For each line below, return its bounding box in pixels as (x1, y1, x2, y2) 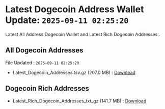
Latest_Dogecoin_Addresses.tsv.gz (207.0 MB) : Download (12, 69, 136, 75)
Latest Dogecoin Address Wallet (5, 4, 144, 15)
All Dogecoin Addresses (5, 46, 84, 54)
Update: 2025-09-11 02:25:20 (5, 14, 129, 26)
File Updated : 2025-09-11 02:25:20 (5, 60, 79, 66)
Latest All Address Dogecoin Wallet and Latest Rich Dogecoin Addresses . (5, 31, 160, 37)
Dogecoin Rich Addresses (5, 84, 89, 93)
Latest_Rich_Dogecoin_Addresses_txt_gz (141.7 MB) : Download (12, 98, 147, 104)
